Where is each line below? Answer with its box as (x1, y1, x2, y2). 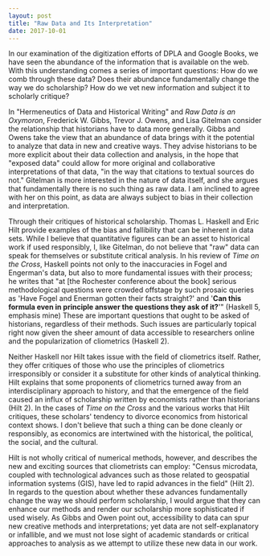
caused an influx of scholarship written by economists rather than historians (8, 395, 260, 405)
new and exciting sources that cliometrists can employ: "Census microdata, (8, 462, 259, 472)
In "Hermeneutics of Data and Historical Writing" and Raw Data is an (8, 107, 235, 117)
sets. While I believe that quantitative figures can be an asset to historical (8, 234, 251, 244)
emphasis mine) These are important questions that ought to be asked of (8, 311, 250, 320)
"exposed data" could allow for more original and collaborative (8, 159, 215, 168)
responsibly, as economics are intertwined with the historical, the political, (8, 429, 254, 439)
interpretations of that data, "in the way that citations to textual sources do (8, 167, 255, 177)
